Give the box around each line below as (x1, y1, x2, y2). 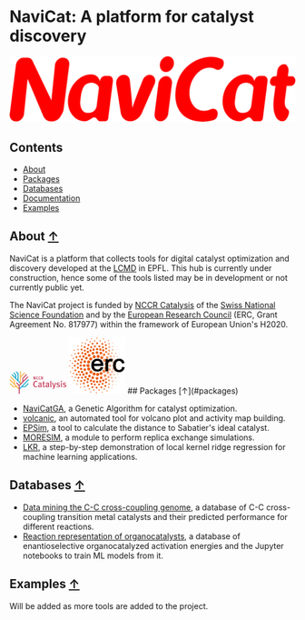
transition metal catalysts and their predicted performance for (57, 511, 289, 522)
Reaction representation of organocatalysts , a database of (22, 530, 241, 542)
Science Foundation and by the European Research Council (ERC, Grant (9, 309, 279, 320)
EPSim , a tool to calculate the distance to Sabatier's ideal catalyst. (22, 423, 270, 434)
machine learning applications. (22, 452, 138, 463)
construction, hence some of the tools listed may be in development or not (9, 272, 289, 283)
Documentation (22, 193, 81, 204)
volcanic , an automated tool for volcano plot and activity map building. (22, 413, 286, 424)
